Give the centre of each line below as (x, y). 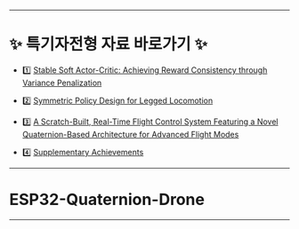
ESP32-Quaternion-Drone (107, 200)
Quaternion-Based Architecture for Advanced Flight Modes (130, 134)
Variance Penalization (62, 83)
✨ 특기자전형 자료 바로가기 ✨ (108, 44)
